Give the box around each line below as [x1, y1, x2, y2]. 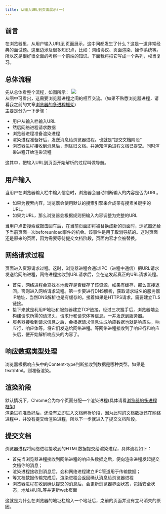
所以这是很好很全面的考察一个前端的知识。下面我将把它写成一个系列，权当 [5, 53, 157, 59]
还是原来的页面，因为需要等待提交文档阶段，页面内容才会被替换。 [5, 235, 139, 241]
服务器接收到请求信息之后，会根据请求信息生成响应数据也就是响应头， [12, 319, 156, 325]
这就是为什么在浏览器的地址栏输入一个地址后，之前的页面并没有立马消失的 [5, 498, 157, 504]
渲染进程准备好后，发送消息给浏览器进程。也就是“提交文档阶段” [12, 137, 142, 143]
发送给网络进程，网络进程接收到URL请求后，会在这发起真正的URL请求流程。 [5, 271, 161, 277]
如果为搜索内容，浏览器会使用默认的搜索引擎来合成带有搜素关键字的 [12, 200, 151, 206]
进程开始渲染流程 [16, 149, 52, 155]
